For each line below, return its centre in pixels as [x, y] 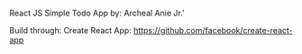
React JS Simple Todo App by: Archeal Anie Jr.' [97, 13]
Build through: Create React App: [71, 30]
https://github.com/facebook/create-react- [213, 30]
